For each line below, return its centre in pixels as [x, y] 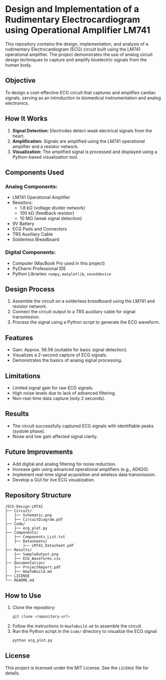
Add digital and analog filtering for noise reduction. [64, 464]
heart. [18, 136]
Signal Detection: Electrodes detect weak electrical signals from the [82, 130]
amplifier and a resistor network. [46, 146]
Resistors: [23, 203]
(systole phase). [29, 431]
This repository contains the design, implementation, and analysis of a [77, 44]
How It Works [27, 119]
